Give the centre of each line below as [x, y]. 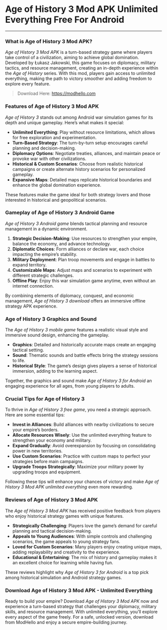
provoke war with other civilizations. [49, 158]
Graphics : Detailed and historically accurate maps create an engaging [84, 345]
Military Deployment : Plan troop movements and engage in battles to [83, 259]
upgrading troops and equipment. [47, 472]
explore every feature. [28, 84]
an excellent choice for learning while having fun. [63, 562]
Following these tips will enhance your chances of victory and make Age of [82, 482]
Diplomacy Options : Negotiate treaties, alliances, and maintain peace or [86, 153]
